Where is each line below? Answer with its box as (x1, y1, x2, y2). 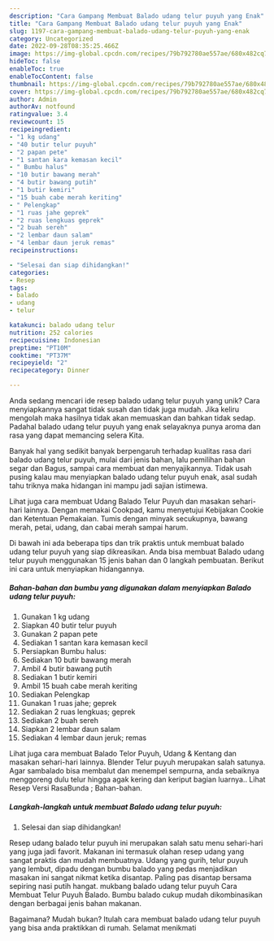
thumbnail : (9, 80, 46, 88)
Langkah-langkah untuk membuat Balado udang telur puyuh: (9, 802, 223, 812)
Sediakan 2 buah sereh (20, 715, 98, 725)
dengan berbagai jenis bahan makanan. (9, 898, 141, 908)
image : (9, 50, 32, 58)
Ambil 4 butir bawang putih (20, 664, 112, 673)
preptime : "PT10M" (9, 343, 72, 352)
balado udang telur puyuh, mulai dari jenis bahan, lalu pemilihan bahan (9, 455, 246, 464)
